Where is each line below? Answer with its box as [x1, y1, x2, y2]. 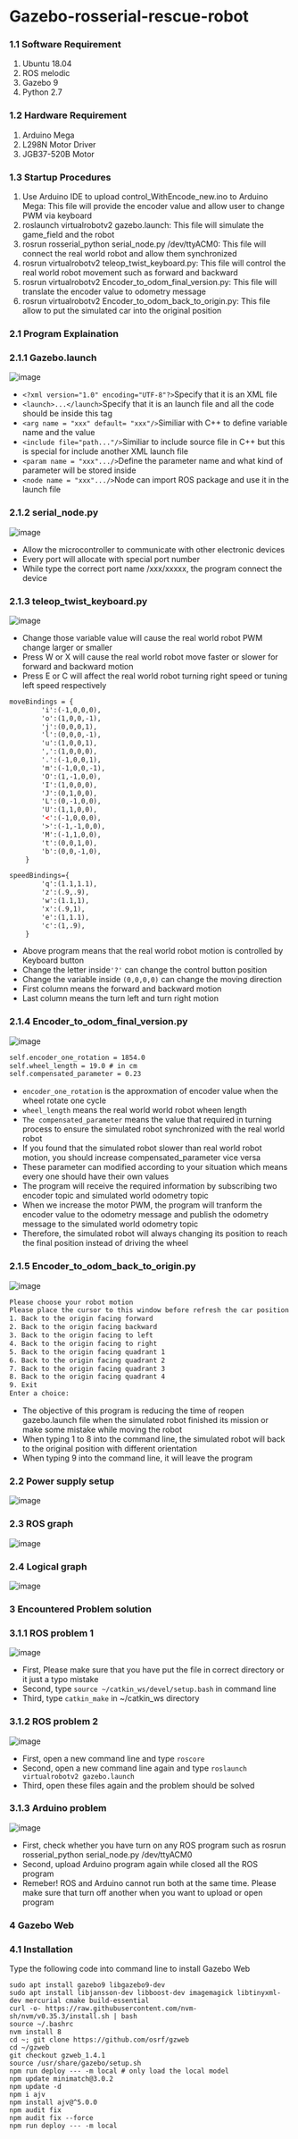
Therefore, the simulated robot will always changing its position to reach [21, 1228, 288, 1239]
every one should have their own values [21, 1171, 170, 1182]
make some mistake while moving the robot [21, 1424, 183, 1436]
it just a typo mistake [21, 1674, 99, 1685]
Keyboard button [21, 955, 85, 966]
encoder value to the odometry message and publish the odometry [21, 1209, 269, 1220]
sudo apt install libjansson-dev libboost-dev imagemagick [9, 1989, 234, 1998]
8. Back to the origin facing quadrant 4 [9, 1372, 166, 1382]
